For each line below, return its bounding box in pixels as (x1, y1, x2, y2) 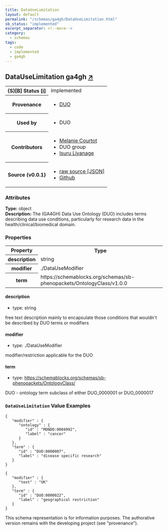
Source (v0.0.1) (7, 171, 46, 178)
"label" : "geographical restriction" (18, 497, 99, 502)
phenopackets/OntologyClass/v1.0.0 (40, 279, 127, 286)
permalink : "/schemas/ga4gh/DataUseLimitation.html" (5, 17, 117, 22)
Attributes (5, 194, 30, 201)
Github (59, 174, 75, 181)
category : (5, 31, 26, 36)
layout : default (5, 12, 39, 17)
